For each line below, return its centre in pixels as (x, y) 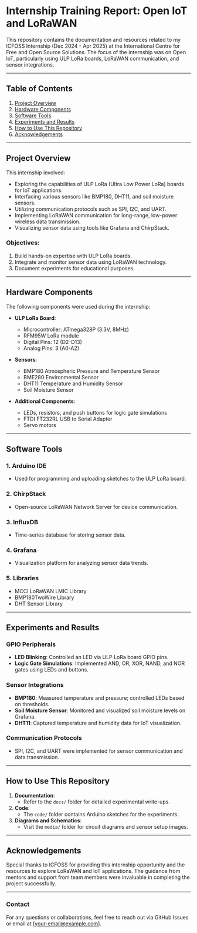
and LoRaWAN (42, 23)
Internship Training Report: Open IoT (97, 11)
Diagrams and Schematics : (48, 820)
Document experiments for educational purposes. (74, 268)
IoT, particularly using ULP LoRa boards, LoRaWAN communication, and (93, 58)
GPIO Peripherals (31, 644)
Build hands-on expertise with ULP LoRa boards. (73, 256)
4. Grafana (21, 550)
